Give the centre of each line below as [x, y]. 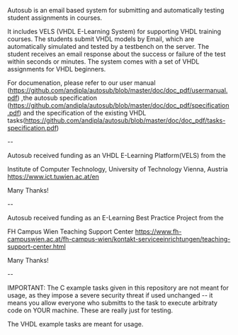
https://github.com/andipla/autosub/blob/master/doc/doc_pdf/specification [119, 105]
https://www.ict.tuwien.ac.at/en [53, 177]
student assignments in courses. [55, 18]
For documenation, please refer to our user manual [81, 83]
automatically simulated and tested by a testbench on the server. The [108, 46]
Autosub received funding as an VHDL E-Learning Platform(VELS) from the [117, 155]
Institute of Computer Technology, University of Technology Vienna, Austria [118, 169]
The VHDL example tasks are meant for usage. [75, 324]
